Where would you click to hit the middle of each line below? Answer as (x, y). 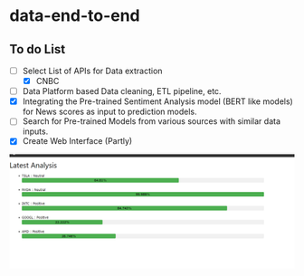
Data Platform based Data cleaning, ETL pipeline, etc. (122, 91)
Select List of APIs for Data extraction (92, 71)
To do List (38, 49)
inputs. (35, 131)
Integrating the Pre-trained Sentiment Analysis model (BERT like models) (158, 101)
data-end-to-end (75, 16)
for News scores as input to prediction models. (109, 112)
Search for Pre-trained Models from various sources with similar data (152, 121)
